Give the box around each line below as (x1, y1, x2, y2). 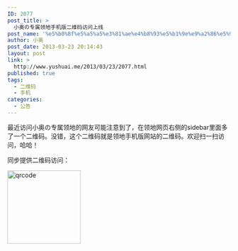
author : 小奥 (7, 37, 44, 44)
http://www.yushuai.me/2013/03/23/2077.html (13, 63, 147, 70)
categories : (7, 96, 42, 104)
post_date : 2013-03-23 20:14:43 (7, 43, 103, 50)
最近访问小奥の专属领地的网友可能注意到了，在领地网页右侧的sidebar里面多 (7, 123, 228, 131)
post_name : (7, 30, 40, 38)
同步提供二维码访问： (7, 155, 69, 164)
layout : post (7, 50, 46, 57)
